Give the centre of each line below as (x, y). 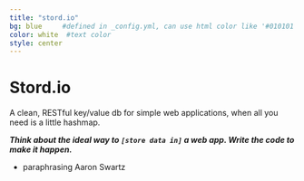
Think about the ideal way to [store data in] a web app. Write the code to (152, 140)
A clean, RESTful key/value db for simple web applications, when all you (144, 113)
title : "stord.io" (44, 18)
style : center (36, 43)
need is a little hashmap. (55, 122)
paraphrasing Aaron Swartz (74, 167)
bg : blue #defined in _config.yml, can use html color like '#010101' (154, 26)
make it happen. (41, 149)
